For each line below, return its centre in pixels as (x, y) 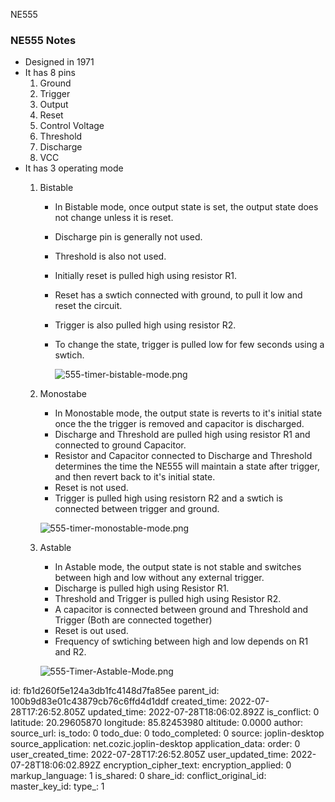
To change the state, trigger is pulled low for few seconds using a (189, 345)
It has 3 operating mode (74, 168)
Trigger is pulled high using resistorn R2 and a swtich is (168, 498)
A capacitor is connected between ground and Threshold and (181, 610)
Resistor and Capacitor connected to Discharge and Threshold (183, 456)
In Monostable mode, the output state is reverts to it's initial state (188, 413)
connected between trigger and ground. (137, 509)
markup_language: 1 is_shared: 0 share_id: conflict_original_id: (138, 776)
